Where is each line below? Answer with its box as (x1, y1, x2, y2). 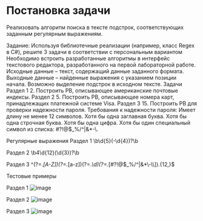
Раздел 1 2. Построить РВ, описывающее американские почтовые (6, 87, 179, 94)
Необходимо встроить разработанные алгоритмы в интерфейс (6, 54, 170, 62)
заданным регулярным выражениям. (6, 30, 103, 37)
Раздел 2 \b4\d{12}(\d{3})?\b (6, 149, 80, 156)
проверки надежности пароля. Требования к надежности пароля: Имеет (6, 106, 196, 113)
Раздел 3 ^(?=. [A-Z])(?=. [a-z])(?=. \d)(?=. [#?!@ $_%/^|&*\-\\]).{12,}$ (6, 160, 175, 168)
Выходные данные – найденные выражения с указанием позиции (6, 74, 177, 81)
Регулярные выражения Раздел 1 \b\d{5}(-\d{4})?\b (6, 137, 138, 144)
